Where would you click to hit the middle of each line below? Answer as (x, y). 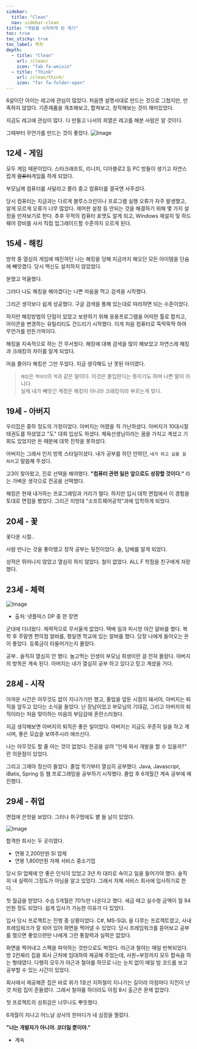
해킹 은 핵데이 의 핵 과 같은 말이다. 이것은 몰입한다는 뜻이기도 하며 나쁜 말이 (102, 376)
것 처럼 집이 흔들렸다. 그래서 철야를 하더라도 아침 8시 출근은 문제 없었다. (88, 989)
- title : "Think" (33, 72)
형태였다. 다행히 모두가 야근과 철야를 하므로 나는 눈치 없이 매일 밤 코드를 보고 (100, 962)
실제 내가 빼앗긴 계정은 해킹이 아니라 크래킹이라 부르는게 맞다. (91, 391)
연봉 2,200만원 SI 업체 (41, 853)
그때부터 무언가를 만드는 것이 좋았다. (48, 133)
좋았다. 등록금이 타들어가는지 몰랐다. (54, 644)
